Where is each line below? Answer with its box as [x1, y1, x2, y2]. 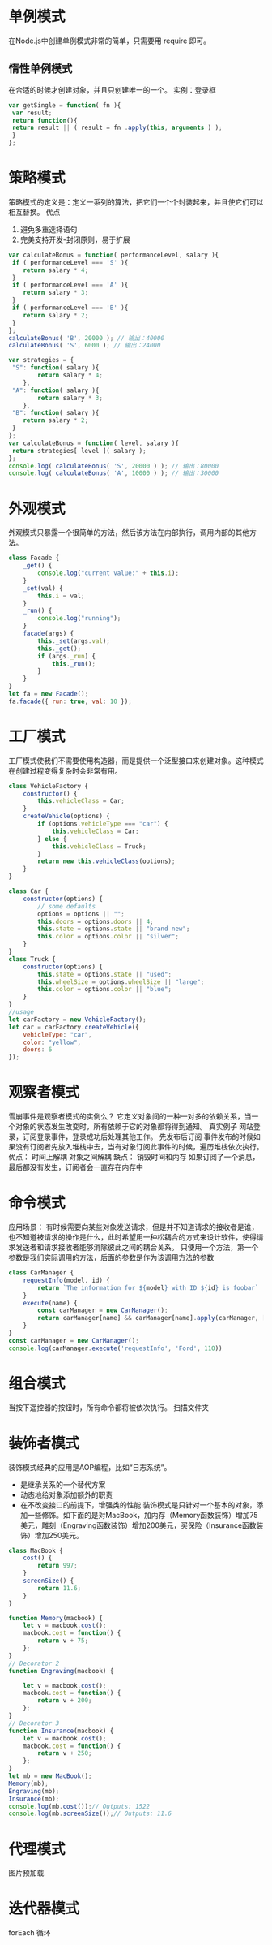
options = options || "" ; [37, 910, 125, 918]
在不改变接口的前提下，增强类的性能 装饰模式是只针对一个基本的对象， [19, 1499, 257, 1510]
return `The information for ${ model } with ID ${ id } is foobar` [37, 1283, 259, 1292]
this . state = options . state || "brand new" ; [37, 925, 190, 934]
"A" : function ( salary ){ [11, 386, 100, 395]
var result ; [11, 109, 53, 117]
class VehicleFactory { [8, 782, 89, 790]
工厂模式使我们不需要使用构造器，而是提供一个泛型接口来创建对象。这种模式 [8, 756, 264, 765]
